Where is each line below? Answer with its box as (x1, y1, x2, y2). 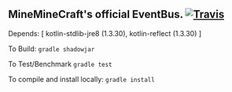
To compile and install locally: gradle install (8, 74, 156, 83)
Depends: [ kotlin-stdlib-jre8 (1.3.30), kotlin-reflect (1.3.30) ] (8, 28, 202, 38)
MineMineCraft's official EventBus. (8, 8, 183, 21)
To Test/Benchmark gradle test (8, 59, 112, 68)
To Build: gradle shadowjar (8, 44, 95, 53)
